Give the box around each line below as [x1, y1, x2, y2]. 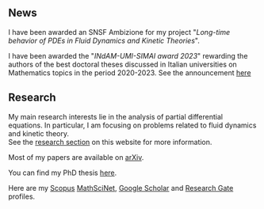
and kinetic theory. [8, 128, 70, 138]
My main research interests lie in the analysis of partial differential [8, 112, 224, 121]
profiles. [8, 192, 36, 201]
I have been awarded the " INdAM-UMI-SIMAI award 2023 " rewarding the [8, 51, 248, 60]
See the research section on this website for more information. [8, 137, 212, 146]
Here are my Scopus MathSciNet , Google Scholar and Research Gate [8, 183, 234, 192]
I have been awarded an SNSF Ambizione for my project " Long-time [8, 27, 231, 36]
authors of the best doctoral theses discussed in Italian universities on [8, 59, 238, 69]
